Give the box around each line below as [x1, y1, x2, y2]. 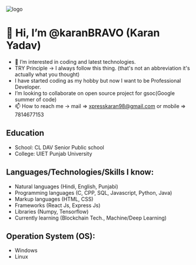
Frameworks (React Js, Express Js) [14, 201, 101, 209]
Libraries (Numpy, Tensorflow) [14, 208, 89, 215]
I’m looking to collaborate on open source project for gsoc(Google [14, 89, 175, 97]
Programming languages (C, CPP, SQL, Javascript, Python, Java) [14, 189, 172, 196]
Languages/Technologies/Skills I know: [6, 167, 154, 177]
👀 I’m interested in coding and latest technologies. [14, 58, 137, 65]
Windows [14, 247, 38, 254]
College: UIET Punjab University [14, 150, 92, 157]
